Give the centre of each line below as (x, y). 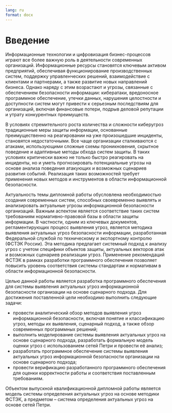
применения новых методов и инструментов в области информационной (86, 179)
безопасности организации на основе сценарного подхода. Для (76, 292)
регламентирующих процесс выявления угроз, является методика (79, 227)
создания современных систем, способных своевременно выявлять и (83, 200)
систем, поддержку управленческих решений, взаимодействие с (78, 76)
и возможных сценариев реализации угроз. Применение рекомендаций (85, 255)
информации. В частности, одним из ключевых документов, (72, 222)
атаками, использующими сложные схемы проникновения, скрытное (82, 147)
